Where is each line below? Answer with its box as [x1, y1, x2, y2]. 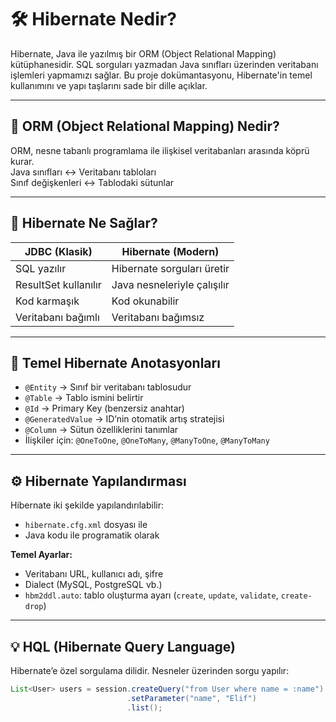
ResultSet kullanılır [15, 277, 102, 291]
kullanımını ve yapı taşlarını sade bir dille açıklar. [10, 79, 208, 91]
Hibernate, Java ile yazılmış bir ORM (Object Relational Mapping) [10, 47, 277, 60]
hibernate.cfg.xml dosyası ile [24, 519, 148, 531]
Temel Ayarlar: [10, 549, 73, 561]
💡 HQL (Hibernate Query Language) [10, 638, 237, 655]
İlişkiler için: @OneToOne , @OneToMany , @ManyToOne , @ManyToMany [24, 434, 270, 446]
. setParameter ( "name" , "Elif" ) [126, 693, 257, 703]
